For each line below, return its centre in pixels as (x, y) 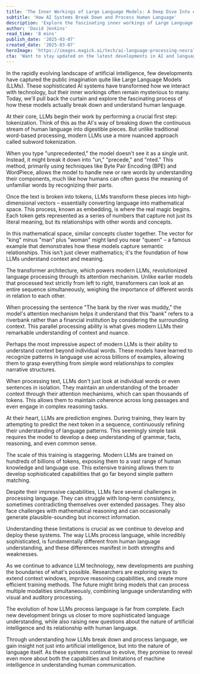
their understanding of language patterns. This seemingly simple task (91, 431)
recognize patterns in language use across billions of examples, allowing (95, 357)
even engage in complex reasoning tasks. (57, 406)
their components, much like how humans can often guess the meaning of (97, 178)
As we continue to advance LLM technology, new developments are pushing (100, 565)
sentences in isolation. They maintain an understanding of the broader (92, 387)
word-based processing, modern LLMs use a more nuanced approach (92, 135)
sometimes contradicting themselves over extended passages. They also (96, 504)
